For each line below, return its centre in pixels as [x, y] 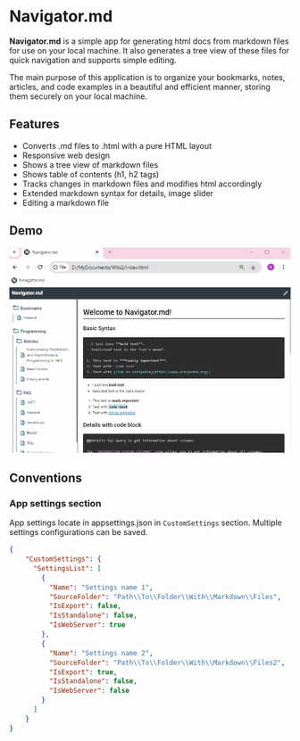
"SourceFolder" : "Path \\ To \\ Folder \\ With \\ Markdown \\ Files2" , [167, 663]
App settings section [55, 503]
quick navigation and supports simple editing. [93, 60]
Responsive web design [66, 155]
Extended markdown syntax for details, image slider [118, 193]
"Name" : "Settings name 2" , [101, 653]
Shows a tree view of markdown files [90, 165]
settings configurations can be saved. [79, 532]
